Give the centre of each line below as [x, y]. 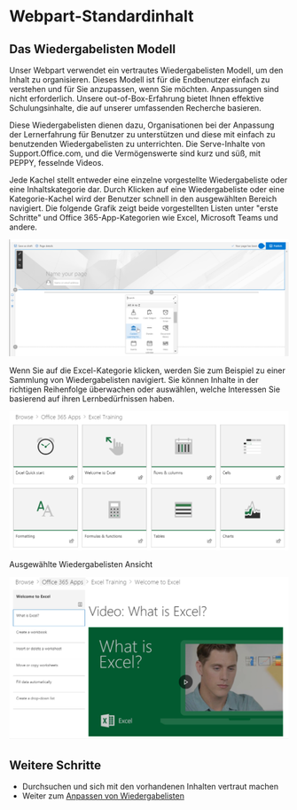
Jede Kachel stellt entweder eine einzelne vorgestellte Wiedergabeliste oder [148, 180]
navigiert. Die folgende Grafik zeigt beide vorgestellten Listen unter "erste [144, 208]
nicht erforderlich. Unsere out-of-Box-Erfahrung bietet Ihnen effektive [137, 98]
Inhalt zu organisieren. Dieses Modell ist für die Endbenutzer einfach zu [140, 80]
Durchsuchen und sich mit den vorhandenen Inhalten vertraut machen [150, 787]
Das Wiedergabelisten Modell [92, 49]
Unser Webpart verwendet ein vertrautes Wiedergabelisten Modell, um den [146, 70]
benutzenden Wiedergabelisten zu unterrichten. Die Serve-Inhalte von [137, 144]
